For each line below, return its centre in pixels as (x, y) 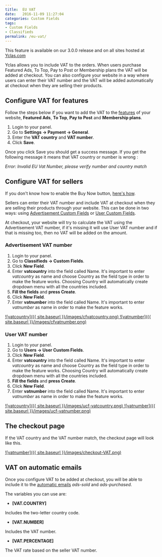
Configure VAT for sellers (44, 182)
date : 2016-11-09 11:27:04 (34, 14)
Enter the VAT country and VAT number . (53, 137)
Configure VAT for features (47, 101)
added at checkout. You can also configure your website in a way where (77, 75)
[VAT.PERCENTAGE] (33, 541)
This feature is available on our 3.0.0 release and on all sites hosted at (75, 50)
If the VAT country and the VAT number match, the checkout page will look (80, 438)
